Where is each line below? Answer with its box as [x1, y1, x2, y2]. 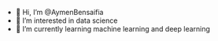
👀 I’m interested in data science [15, 16, 118, 25]
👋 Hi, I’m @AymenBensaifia [15, 8, 104, 17]
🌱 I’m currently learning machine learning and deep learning [15, 24, 211, 33]
